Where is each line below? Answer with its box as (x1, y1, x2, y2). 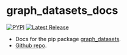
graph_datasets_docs (6, 4, 118, 18)
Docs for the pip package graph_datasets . (15, 35, 121, 42)
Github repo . (15, 42, 47, 49)
